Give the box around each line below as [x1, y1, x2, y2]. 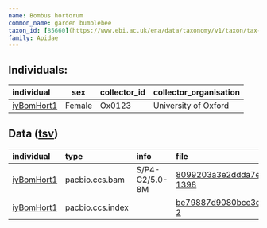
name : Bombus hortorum [8, 11, 83, 20]
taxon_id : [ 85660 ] [8, 26, 69, 34]
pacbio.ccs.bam [64, 174, 126, 185]
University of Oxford [153, 100, 230, 111]
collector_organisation [153, 87, 241, 98]
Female [64, 100, 93, 111]
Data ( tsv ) [8, 127, 59, 141]
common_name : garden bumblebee [8, 19, 112, 27]
